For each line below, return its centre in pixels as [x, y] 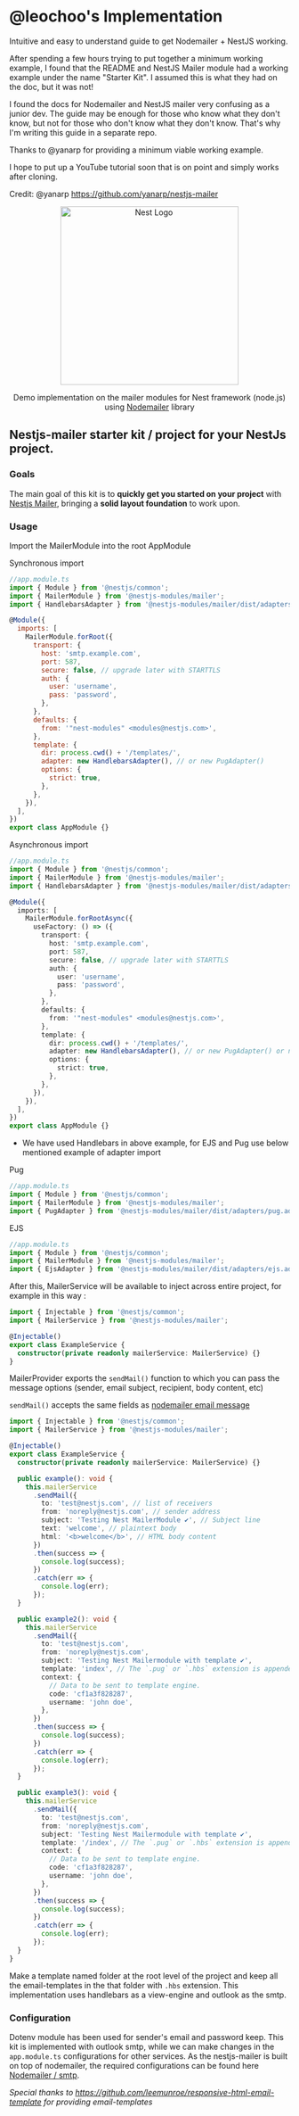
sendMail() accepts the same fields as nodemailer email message [130, 1405]
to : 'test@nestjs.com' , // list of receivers [127, 1504]
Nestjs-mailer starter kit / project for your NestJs [148, 435]
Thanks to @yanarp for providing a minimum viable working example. [137, 150]
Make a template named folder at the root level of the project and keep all [144, 1975]
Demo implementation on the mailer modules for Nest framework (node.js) [149, 397]
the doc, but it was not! [52, 87]
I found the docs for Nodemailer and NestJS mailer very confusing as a [139, 103]
